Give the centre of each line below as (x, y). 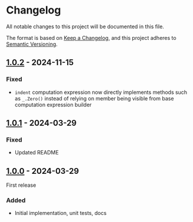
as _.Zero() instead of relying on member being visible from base (94, 98)
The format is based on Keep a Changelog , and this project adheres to (91, 38)
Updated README (36, 153)
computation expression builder (53, 105)
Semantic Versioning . (32, 44)
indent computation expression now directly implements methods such (101, 92)
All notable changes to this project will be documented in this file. (85, 26)
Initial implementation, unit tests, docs (61, 213)
